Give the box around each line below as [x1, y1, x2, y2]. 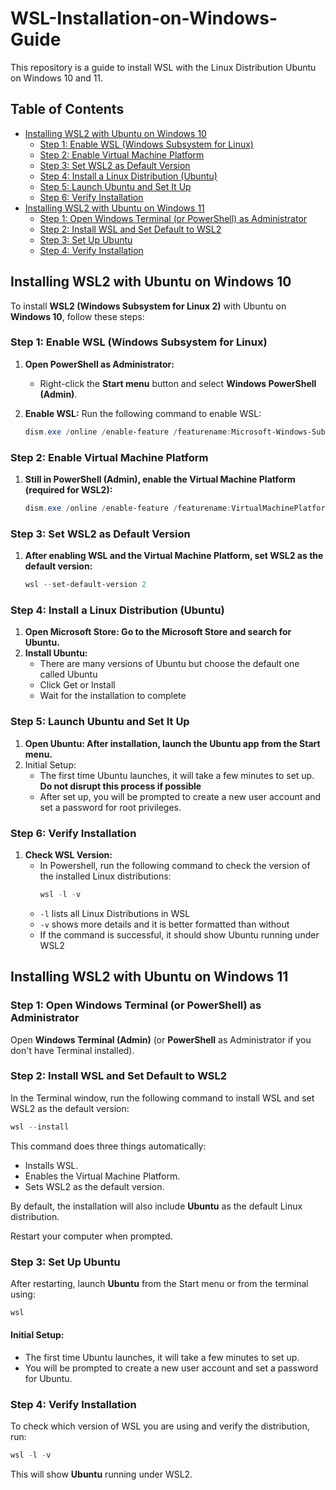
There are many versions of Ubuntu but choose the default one [39, 658, 300, 670]
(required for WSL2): [24, 484, 113, 496]
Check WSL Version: [24, 848, 113, 861]
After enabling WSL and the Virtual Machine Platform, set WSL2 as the [24, 550, 324, 562]
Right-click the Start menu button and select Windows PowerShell [39, 377, 317, 389]
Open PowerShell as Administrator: [24, 358, 175, 370]
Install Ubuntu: [24, 647, 88, 659]
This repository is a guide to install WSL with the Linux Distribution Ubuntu [10, 61, 317, 73]
